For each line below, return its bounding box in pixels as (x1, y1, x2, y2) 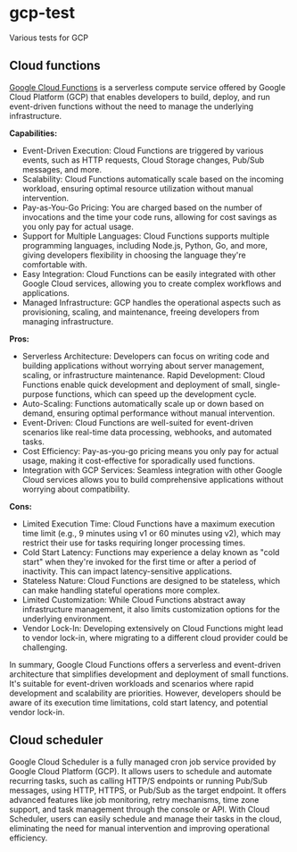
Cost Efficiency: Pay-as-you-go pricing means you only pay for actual (21, 445, 279, 456)
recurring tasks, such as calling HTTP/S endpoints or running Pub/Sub (9, 775, 268, 786)
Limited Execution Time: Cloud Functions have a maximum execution (21, 518, 276, 529)
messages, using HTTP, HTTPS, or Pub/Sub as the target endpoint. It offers (9, 785, 287, 796)
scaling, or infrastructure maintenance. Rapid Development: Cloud (21, 369, 266, 380)
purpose (21, 388, 54, 400)
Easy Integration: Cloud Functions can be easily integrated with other (21, 268, 276, 279)
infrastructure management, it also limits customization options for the (21, 603, 281, 614)
